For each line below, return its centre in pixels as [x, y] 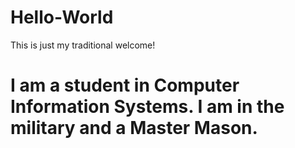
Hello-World [62, 17]
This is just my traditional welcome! [83, 45]
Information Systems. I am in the [147, 107]
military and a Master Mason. [134, 128]
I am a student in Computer [125, 85]
